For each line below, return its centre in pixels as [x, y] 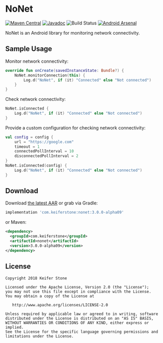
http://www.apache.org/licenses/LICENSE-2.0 [60, 305]
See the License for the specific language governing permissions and [82, 332]
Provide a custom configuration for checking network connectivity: [76, 127]
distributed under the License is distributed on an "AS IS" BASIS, [79, 318]
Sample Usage [29, 49]
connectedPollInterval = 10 [44, 151]
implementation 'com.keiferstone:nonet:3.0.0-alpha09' [65, 213]
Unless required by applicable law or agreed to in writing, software [82, 314]
